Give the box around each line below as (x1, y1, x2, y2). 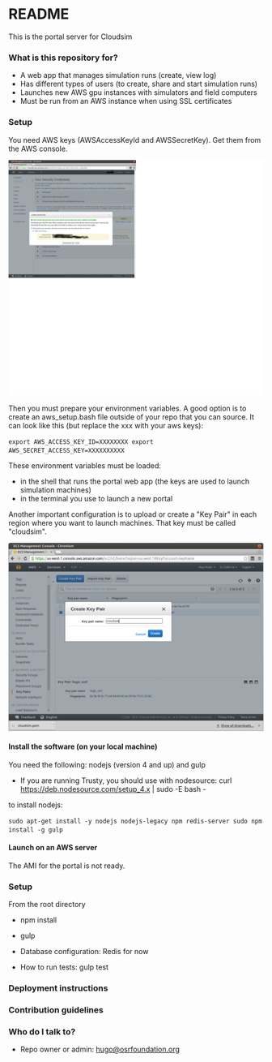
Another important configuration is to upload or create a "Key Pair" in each (8, 509, 257, 519)
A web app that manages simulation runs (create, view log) (19, 71, 217, 80)
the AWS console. (8, 144, 68, 153)
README (8, 5, 70, 24)
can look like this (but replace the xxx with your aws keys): (8, 420, 204, 430)
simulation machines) (19, 484, 91, 495)
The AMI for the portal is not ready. (8, 861, 125, 871)
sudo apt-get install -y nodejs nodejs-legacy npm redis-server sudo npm (8, 817, 263, 825)
